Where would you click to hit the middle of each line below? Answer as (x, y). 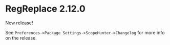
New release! (19, 23)
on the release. (21, 38)
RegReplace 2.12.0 (46, 9)
